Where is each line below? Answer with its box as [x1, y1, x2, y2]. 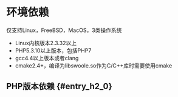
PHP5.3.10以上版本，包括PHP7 [15, 46, 92, 54]
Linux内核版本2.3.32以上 [15, 39, 77, 46]
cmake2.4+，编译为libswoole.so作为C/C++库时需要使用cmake [15, 61, 173, 69]
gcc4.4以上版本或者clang [15, 54, 79, 61]
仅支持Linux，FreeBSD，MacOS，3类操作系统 [6, 27, 122, 34]
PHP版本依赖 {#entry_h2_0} [6, 81, 112, 92]
